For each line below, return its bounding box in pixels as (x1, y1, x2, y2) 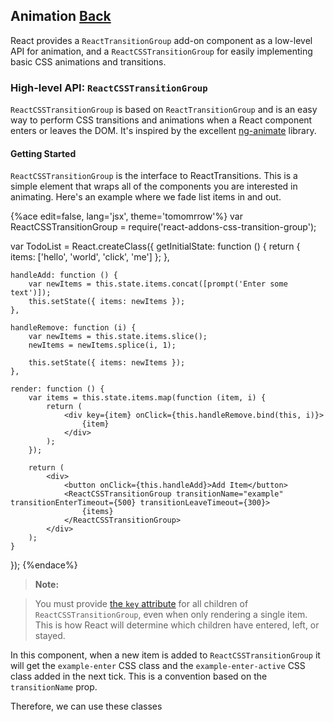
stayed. (34, 630, 66, 642)
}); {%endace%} (10, 559, 78, 571)
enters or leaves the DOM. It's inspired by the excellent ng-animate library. (10, 125, 317, 137)
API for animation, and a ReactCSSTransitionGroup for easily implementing (10, 45, 313, 57)
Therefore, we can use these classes (10, 700, 163, 713)
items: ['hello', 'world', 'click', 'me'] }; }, (10, 251, 170, 263)
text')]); (10, 288, 52, 298)
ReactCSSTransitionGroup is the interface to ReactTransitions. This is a (10, 170, 298, 182)
